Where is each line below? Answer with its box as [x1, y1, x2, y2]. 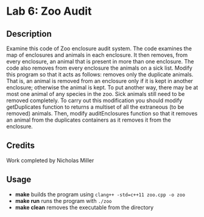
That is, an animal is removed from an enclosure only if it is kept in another [6, 78, 194, 84]
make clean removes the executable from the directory [15, 204, 154, 211]
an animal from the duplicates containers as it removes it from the [6, 116, 172, 123]
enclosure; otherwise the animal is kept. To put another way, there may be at [6, 84, 199, 91]
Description [6, 29, 52, 39]
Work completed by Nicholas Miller [6, 156, 94, 164]
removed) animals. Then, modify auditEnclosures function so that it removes [6, 110, 198, 117]
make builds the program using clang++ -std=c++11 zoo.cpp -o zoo [15, 191, 186, 198]
